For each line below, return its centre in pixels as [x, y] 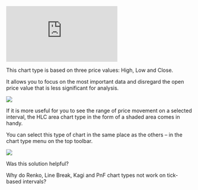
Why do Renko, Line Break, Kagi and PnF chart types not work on [86, 175]
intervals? [34, 181]
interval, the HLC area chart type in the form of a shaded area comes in [93, 117]
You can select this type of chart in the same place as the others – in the [94, 135]
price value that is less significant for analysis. [63, 88]
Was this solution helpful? [38, 164]
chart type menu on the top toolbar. [49, 141]
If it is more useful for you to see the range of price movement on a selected [99, 110]
